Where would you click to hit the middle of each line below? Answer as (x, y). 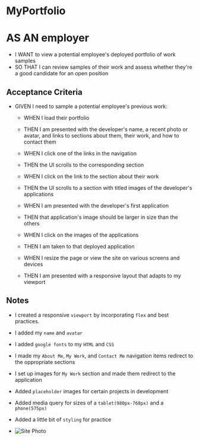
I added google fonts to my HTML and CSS (64, 344)
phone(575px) (31, 408)
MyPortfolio (36, 11)
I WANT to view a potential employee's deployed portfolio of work (95, 55)
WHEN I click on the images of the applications (81, 235)
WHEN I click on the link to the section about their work (91, 176)
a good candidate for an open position (61, 74)
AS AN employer (48, 38)
